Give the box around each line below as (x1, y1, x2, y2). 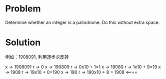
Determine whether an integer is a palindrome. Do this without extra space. (5, 19, 160, 25)
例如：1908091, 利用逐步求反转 (5, 54, 69, 60)
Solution (5, 37, 41, 48)
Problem (5, 3, 41, 14)
